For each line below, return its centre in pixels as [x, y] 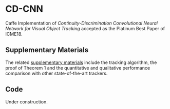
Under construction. [26, 102]
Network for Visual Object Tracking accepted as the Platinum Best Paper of [85, 28]
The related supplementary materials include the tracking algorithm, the [81, 62]
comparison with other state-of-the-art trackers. [56, 73]
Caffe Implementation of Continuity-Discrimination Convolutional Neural [82, 23]
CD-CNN [24, 9]
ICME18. [14, 34]
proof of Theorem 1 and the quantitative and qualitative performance [78, 68]
